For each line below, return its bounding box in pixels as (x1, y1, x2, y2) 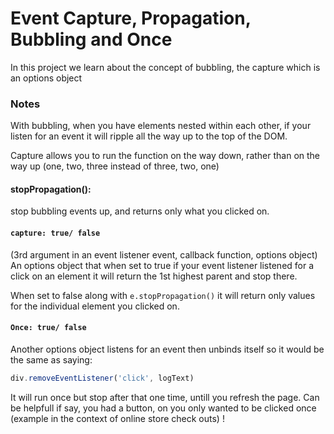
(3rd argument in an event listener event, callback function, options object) (10, 248, 318, 261)
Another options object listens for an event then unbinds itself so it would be (10, 343, 325, 355)
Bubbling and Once (10, 28, 173, 51)
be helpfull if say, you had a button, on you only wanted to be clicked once (10, 402, 317, 414)
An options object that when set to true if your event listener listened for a (10, 259, 315, 271)
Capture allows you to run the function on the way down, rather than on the (10, 150, 321, 162)
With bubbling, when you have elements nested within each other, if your (10, 120, 312, 132)
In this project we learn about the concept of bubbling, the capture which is (10, 61, 321, 73)
